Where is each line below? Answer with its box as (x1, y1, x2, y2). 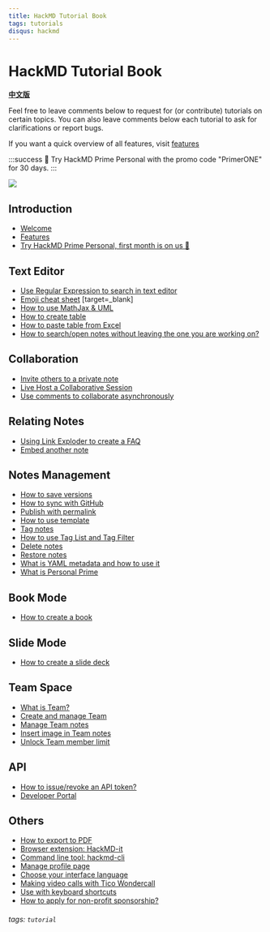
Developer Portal (19, 790, 77, 800)
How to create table (19, 311, 87, 321)
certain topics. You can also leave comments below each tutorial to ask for (8, 114, 258, 124)
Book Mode (8, 591, 67, 604)
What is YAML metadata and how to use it (19, 559, 161, 569)
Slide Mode (8, 636, 67, 650)
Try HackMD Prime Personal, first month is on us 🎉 (19, 241, 191, 251)
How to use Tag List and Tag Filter (19, 533, 135, 543)
